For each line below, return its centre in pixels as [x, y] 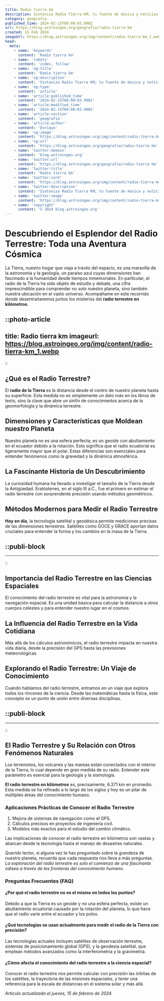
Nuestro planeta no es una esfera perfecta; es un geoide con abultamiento [80, 441]
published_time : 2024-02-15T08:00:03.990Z [49, 23]
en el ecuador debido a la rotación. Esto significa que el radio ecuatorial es [80, 446]
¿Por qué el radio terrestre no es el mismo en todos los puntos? [70, 893]
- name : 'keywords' [34, 50]
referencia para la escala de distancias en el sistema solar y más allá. [74, 984]
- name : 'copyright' [35, 205]
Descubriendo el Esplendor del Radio [82, 234]
